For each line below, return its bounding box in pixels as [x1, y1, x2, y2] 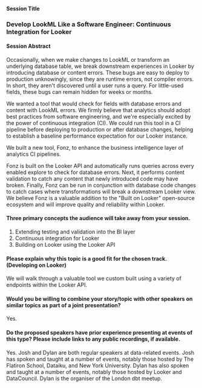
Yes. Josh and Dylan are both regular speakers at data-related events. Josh [6, 349, 195, 356]
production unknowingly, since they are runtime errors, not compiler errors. [6, 75, 194, 82]
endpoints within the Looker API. [6, 281, 88, 289]
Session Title [6, 5, 41, 12]
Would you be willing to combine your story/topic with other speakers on [6, 295, 193, 303]
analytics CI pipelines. [6, 150, 62, 158]
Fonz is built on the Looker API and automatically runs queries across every [6, 162, 195, 169]
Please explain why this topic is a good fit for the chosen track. [6, 255, 168, 262]
